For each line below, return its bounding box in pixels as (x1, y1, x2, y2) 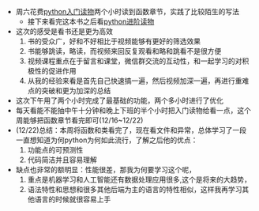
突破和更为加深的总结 (41, 86, 111, 95)
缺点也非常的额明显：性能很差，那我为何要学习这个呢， (15, 165, 196, 174)
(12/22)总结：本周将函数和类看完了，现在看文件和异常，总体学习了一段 (15, 126, 247, 134)
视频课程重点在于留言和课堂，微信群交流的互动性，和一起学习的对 (27, 56, 242, 66)
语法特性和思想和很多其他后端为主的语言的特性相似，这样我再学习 (27, 185, 242, 194)
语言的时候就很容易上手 (34, 194, 111, 204)
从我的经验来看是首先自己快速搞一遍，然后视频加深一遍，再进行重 (27, 76, 242, 85)
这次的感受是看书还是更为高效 (15, 27, 113, 36)
